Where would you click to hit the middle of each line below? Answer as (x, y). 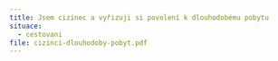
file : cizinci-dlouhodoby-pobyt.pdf (78, 43)
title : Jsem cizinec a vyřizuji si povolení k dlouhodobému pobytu (139, 17)
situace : (26, 26)
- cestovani (40, 34)
